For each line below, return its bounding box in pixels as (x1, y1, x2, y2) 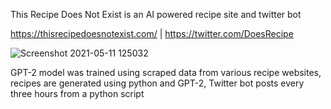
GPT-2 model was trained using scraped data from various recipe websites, (10, 67, 322, 78)
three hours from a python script (10, 88, 145, 99)
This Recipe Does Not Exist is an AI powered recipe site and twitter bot (10, 9, 302, 20)
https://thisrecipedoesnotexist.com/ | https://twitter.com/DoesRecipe (10, 28, 294, 39)
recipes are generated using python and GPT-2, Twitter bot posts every (10, 77, 305, 89)
